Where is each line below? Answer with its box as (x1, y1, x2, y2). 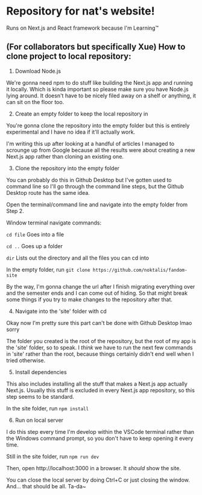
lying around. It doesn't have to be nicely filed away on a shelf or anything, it (6, 92, 196, 99)
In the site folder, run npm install (6, 404, 89, 412)
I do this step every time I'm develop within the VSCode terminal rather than (6, 428, 195, 435)
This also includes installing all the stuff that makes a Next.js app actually (6, 380, 188, 387)
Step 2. (6, 207, 24, 214)
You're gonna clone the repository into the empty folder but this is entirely (6, 122, 190, 129)
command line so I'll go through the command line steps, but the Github (6, 183, 184, 190)
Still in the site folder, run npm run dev (6, 453, 99, 460)
